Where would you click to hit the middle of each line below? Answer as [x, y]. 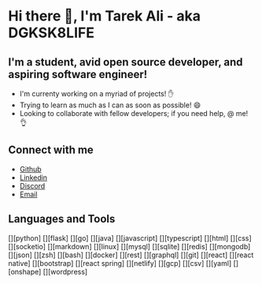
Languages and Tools [62, 219]
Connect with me [51, 150]
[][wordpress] [65, 271]
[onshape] [25, 271]
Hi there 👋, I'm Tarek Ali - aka [104, 16]
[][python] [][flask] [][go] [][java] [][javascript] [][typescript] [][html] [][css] [130, 238]
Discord [32, 185]
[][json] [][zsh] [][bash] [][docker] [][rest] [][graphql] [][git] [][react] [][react [131, 255]
